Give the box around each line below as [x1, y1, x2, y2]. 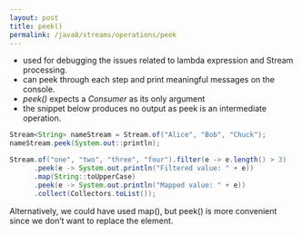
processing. [22, 64, 68, 75]
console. [22, 83, 55, 95]
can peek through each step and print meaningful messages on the [22, 74, 276, 85]
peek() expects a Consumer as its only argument [22, 93, 206, 104]
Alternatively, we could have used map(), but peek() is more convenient [9, 205, 277, 216]
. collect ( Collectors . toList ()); [33, 189, 156, 198]
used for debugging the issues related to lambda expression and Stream [22, 55, 294, 66]
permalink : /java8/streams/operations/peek [9, 30, 177, 39]
